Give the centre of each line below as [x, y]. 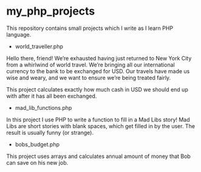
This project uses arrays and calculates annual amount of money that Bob [99, 156]
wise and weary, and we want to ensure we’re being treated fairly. [89, 77]
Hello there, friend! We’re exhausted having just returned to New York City [99, 58]
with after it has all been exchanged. [52, 96]
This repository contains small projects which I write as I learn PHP [90, 28]
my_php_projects [51, 11]
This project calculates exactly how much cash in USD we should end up [97, 89]
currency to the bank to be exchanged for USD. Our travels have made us [98, 71]
